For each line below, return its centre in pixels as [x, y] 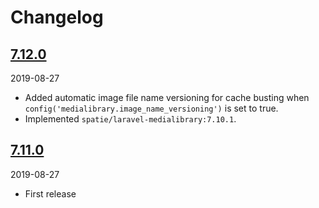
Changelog [57, 17]
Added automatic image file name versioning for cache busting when [167, 97]
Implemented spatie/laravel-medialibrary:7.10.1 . [130, 119]
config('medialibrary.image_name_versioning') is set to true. [151, 108]
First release [50, 193]
